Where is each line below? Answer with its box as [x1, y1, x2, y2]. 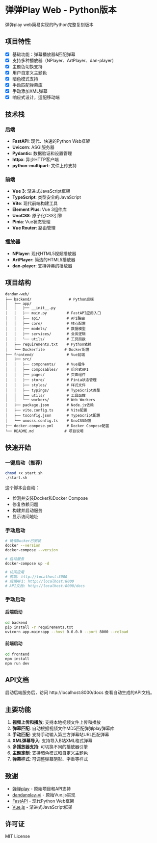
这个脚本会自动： [5, 485, 40, 490]
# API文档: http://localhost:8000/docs [5, 584, 85, 588]
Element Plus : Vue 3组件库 [12, 206, 67, 212]
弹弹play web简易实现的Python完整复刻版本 [5, 22, 94, 27]
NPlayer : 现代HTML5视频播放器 [12, 251, 77, 256]
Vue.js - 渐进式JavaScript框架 [12, 804, 73, 810]
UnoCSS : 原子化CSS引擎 [12, 213, 63, 219]
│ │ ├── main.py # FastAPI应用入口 [5, 311, 102, 316]
